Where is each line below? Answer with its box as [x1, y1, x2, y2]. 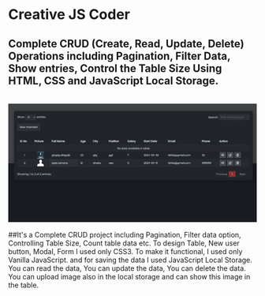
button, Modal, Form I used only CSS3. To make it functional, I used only [8, 246, 243, 256]
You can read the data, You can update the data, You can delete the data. [8, 263, 246, 273]
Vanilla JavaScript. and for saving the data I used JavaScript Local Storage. [8, 255, 252, 264]
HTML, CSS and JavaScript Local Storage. [8, 73, 219, 88]
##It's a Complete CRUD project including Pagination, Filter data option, [8, 230, 242, 239]
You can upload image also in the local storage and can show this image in [8, 272, 251, 281]
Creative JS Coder [8, 6, 131, 24]
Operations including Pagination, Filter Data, [8, 49, 231, 62]
